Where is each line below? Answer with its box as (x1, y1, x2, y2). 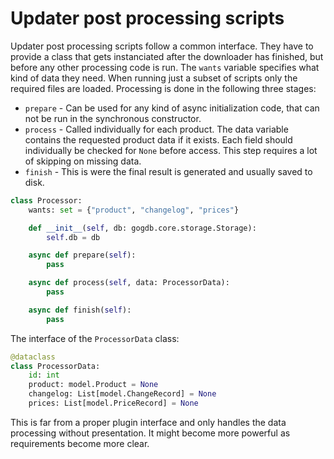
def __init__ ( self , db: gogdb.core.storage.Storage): (28, 223, 257, 233)
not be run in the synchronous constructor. (24, 112, 202, 124)
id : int (28, 370, 60, 381)
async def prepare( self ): (28, 250, 137, 261)
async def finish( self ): (28, 305, 132, 315)
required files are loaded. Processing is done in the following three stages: (10, 82, 317, 94)
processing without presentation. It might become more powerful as (10, 427, 291, 439)
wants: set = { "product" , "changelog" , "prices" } (28, 205, 240, 215)
